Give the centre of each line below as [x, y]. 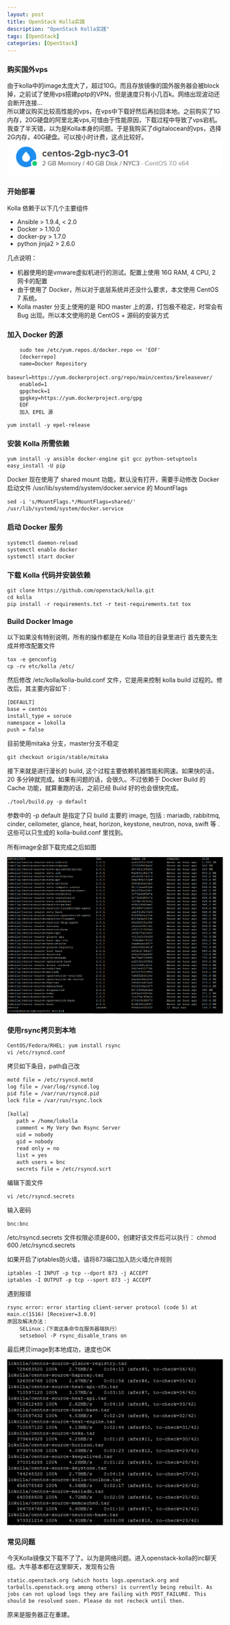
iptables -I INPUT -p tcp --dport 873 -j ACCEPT [78, 1273]
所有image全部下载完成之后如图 [52, 847]
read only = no [38, 1148]
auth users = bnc [41, 1162]
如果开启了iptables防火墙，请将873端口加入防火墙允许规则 [90, 1260]
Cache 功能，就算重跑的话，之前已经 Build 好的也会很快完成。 [95, 788]
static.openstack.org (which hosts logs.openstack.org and [93, 1580]
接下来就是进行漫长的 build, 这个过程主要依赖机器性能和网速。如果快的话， [113, 771]
